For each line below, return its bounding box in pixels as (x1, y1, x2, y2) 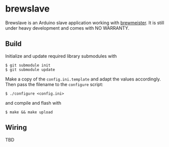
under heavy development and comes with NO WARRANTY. (5, 25, 130, 31)
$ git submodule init (5, 62, 51, 68)
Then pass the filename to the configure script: (5, 81, 103, 87)
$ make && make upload (5, 109, 53, 115)
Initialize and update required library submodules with (5, 53, 117, 59)
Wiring (5, 123, 27, 132)
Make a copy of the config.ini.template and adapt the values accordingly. (5, 76, 161, 82)
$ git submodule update (5, 67, 55, 72)
